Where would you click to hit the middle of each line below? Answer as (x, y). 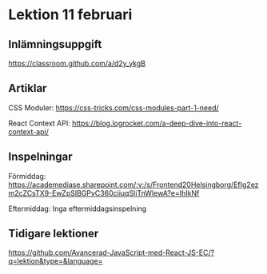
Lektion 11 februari (70, 15)
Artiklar (28, 88)
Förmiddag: (27, 176)
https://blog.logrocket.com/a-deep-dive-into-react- (157, 123)
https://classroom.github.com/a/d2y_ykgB (77, 63)
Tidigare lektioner (54, 234)
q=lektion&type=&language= (56, 261)
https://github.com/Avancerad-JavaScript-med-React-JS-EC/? (112, 252)
